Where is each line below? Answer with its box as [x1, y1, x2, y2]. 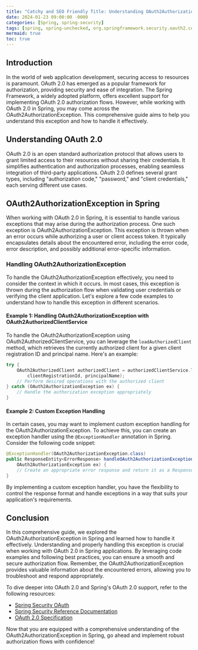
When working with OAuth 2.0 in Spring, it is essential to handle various [6, 214, 180, 221]
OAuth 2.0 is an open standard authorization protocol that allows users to [6, 150, 184, 157]
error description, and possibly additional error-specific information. [6, 245, 171, 252]
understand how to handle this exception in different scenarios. [6, 298, 160, 306]
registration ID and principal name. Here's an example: [6, 350, 138, 357]
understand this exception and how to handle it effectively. [6, 117, 148, 124]
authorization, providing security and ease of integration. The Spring [6, 86, 173, 93]
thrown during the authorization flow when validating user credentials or [6, 286, 181, 293]
